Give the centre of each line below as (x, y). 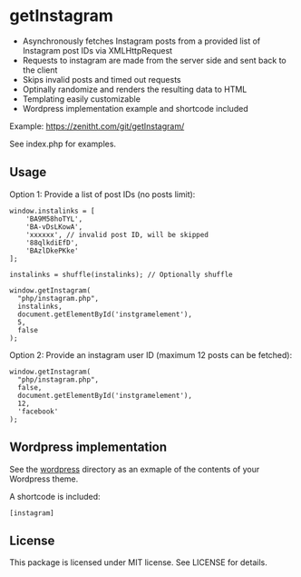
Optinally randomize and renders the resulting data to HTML (135, 89)
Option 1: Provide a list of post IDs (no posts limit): (102, 194)
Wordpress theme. (44, 479)
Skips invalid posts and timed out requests (102, 79)
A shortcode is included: (55, 496)
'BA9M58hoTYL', (54, 219)
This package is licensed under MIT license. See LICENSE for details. (138, 562)
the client (40, 70)
